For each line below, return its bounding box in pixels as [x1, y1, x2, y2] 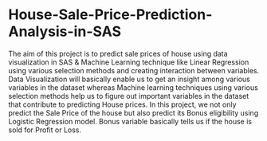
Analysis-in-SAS [8, 22, 122, 41]
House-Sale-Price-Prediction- [8, 6, 213, 24]
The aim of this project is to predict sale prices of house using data [8, 49, 229, 58]
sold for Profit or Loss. [8, 125, 82, 135]
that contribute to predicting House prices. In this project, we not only [8, 100, 237, 109]
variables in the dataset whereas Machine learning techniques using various [8, 82, 259, 92]
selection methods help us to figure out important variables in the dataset [8, 91, 249, 100]
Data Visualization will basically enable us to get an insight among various [8, 74, 251, 84]
